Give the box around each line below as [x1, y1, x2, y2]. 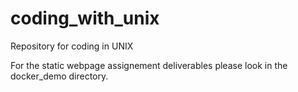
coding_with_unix [10, 7, 160, 30]
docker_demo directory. [10, 70, 109, 82]
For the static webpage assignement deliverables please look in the [10, 59, 288, 71]
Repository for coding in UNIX [10, 40, 134, 52]
